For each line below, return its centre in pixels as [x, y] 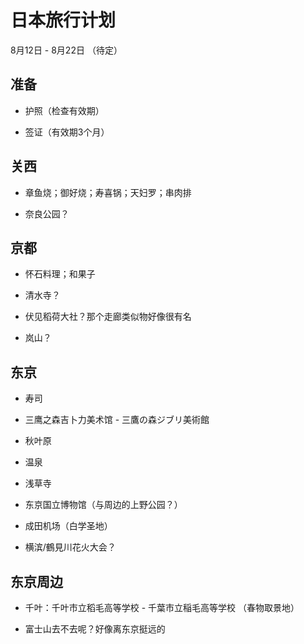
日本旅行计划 [63, 20]
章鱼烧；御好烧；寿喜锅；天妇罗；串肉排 [108, 192]
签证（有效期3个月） [67, 132]
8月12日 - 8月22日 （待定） [66, 50]
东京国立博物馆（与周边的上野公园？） [103, 505]
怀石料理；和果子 [60, 274]
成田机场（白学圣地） [68, 526]
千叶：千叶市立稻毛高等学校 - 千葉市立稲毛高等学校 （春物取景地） [162, 607]
